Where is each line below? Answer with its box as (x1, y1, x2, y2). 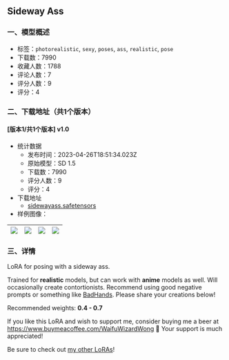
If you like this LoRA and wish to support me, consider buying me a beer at (7, 317, 219, 325)
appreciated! (7, 332, 43, 341)
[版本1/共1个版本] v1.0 (7, 125, 70, 133)
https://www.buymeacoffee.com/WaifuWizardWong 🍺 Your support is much (7, 325, 223, 333)
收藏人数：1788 (17, 61, 61, 70)
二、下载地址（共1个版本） (7, 106, 95, 116)
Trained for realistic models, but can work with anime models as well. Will (7, 276, 218, 284)
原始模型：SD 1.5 (27, 159, 76, 167)
